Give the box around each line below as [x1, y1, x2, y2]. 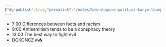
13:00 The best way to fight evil [11, 31, 76, 37]
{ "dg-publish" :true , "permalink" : [4, 7, 74, 12]
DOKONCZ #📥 [11, 37, 43, 43]
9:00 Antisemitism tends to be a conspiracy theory [11, 26, 115, 32]
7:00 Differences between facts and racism [11, 21, 100, 27]
